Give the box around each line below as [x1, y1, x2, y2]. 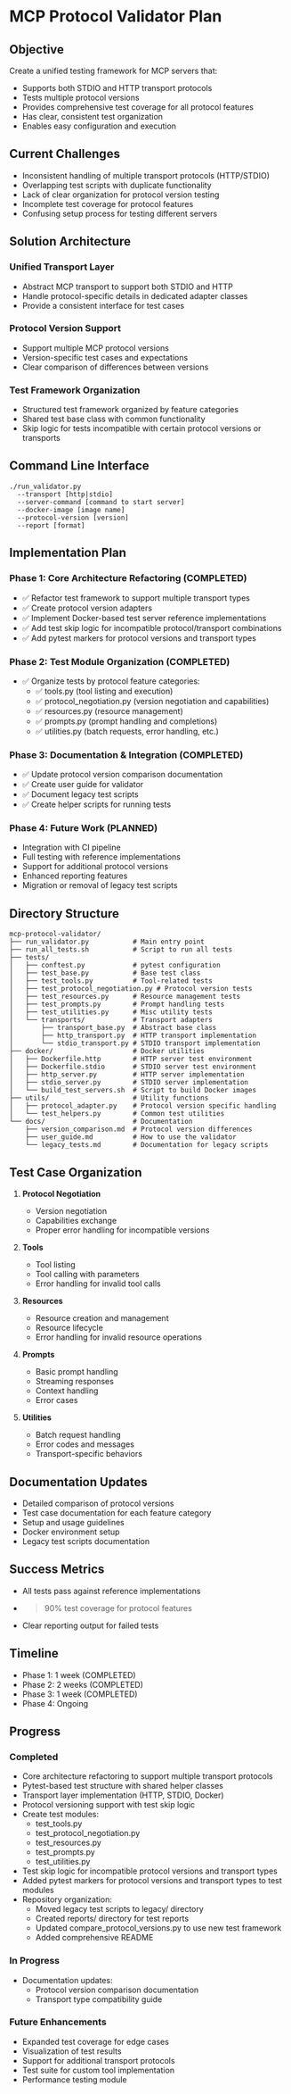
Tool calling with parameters [35, 1269, 140, 1280]
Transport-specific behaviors [35, 1449, 142, 1459]
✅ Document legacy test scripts [21, 789, 140, 800]
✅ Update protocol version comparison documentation [21, 769, 223, 780]
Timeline [9, 1646, 60, 1661]
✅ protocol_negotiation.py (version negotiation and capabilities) [35, 695, 270, 706]
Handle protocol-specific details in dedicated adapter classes [21, 290, 248, 301]
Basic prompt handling [35, 1367, 118, 1377]
